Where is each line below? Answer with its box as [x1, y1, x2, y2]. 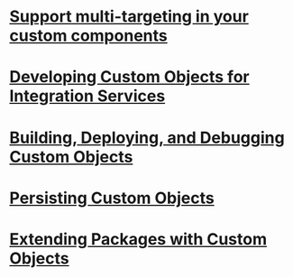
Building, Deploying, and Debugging [9, 127, 286, 148]
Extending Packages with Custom [9, 228, 268, 249]
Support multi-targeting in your [9, 6, 250, 27]
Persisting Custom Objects [9, 188, 215, 208]
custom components [9, 25, 169, 46]
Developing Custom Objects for [9, 67, 250, 88]
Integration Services [9, 86, 166, 106]
